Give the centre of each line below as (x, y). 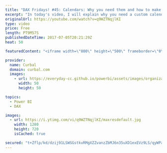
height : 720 (26, 129)
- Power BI (21, 102)
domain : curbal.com (30, 70)
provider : (15, 60)
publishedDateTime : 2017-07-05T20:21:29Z (49, 38)
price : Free (17, 28)
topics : (13, 97)
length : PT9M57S (22, 33)
